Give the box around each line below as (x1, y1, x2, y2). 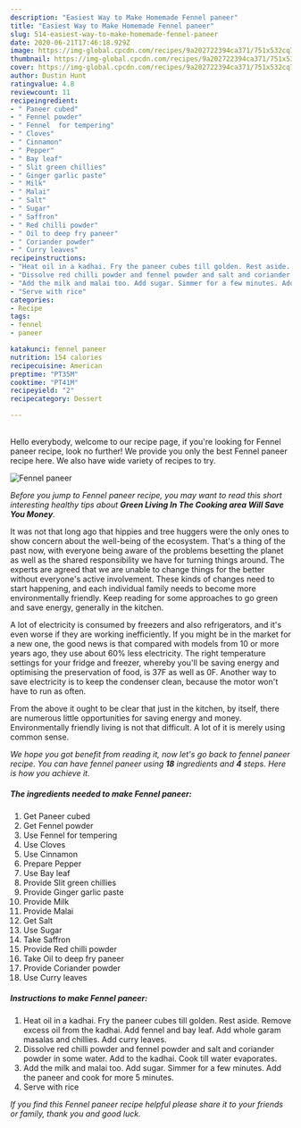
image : (10, 46, 35, 55)
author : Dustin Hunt (10, 71, 88, 80)
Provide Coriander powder (22, 962, 121, 973)
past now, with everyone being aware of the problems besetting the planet (10, 546, 284, 556)
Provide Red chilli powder (22, 943, 118, 954)
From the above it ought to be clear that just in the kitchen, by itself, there (10, 703, 280, 714)
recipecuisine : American (10, 361, 103, 371)
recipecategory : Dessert (10, 395, 103, 404)
